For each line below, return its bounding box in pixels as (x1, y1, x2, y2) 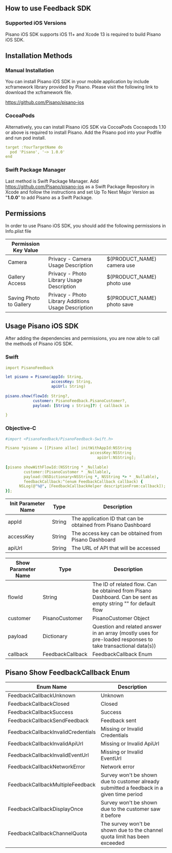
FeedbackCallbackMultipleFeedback (8, 781, 96, 788)
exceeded (100, 840, 125, 846)
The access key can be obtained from (71, 530, 162, 537)
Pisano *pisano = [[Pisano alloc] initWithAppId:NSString (5, 446, 132, 451)
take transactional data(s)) (92, 642, 156, 649)
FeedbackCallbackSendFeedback (8, 717, 89, 724)
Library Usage (48, 276, 83, 284)
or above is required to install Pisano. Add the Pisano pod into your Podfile (5, 129, 162, 135)
